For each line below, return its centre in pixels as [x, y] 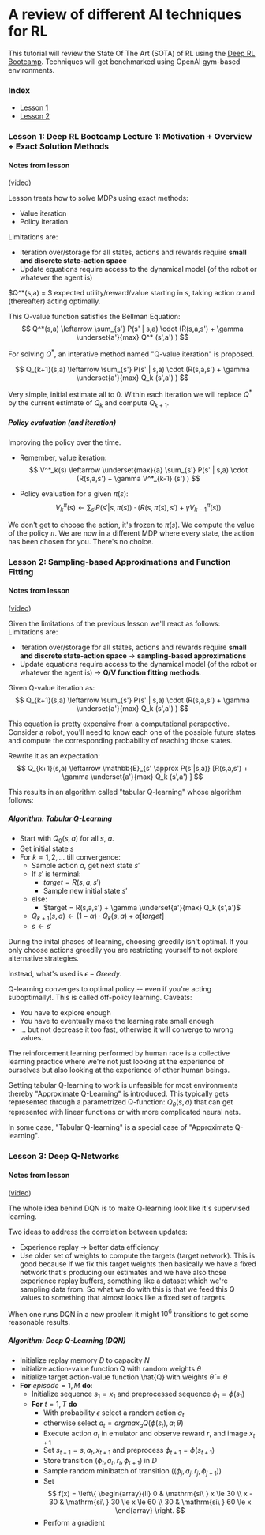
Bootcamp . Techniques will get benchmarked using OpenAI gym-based [124, 62]
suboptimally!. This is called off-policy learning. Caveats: [100, 997]
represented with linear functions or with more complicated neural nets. [125, 1112]
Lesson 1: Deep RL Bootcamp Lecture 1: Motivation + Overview [130, 137]
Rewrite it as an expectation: [54, 756]
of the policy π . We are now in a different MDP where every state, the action [131, 533]
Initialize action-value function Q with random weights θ [110, 1369]
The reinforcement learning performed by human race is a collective [119, 1053]
